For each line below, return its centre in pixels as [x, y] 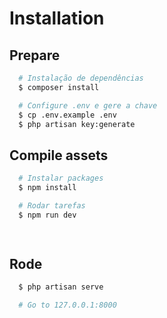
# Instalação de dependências [81, 78]
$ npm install [47, 188]
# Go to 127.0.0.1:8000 [67, 305]
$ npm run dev [47, 215]
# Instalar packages [61, 178]
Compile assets [59, 155]
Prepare [35, 55]
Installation [57, 18]
